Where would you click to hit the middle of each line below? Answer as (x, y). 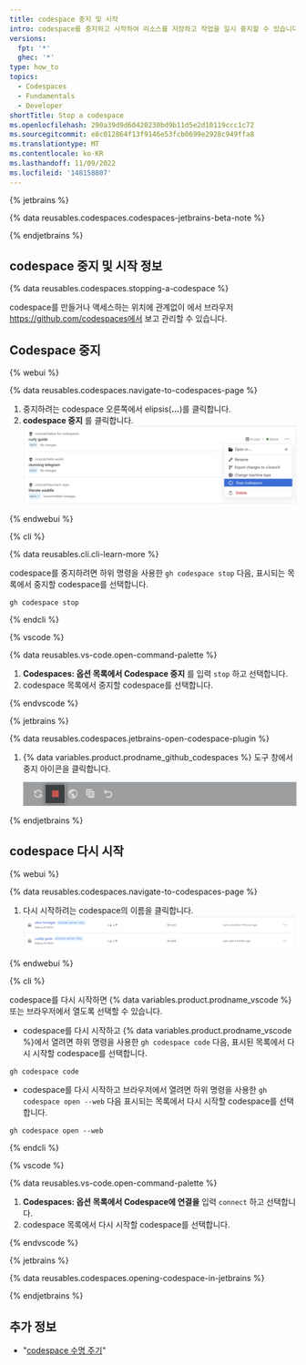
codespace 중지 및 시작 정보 (86, 266)
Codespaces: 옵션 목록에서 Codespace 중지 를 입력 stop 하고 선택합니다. (155, 674)
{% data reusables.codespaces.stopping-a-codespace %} (119, 289)
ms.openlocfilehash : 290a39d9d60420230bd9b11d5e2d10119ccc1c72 (132, 125)
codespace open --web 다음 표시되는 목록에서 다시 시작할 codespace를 (150, 1101)
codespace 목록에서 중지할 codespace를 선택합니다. (118, 685)
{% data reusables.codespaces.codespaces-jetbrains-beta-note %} (138, 218)
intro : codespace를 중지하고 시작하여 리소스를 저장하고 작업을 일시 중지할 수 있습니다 (154, 29)
